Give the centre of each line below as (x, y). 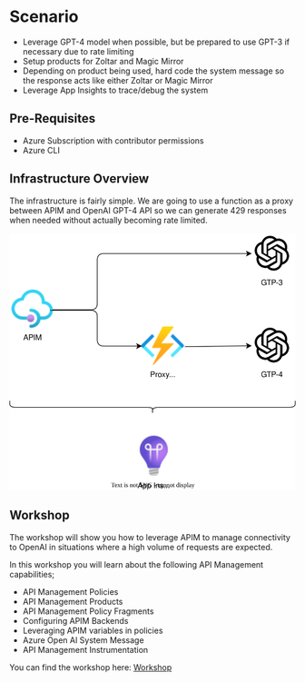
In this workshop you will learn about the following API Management (137, 564)
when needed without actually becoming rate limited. (108, 220)
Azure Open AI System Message (83, 640)
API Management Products (73, 601)
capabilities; (32, 574)
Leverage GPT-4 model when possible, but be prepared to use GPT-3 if (156, 42)
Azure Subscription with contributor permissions (113, 140)
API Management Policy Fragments (88, 611)
